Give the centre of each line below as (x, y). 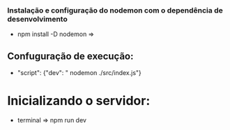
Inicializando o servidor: (79, 101)
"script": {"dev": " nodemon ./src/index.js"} (79, 73)
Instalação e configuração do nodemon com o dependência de (115, 10)
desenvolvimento (37, 19)
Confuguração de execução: (70, 56)
